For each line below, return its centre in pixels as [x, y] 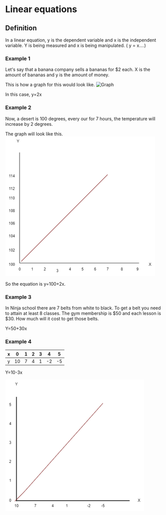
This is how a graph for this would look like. [50, 85]
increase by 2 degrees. [29, 124]
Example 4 [18, 341]
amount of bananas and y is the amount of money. [57, 75]
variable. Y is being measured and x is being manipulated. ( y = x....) [76, 45]
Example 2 [18, 108]
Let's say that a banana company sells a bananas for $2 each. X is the [78, 70]
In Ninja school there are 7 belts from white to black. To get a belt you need [83, 308]
